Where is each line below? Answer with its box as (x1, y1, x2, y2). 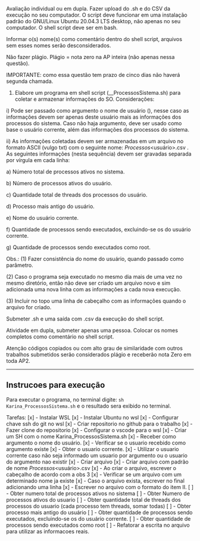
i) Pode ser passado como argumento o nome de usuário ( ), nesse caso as (6, 107, 189, 114)
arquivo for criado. (6, 304, 52, 310)
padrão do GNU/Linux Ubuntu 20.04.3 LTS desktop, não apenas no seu (6, 18, 180, 24)
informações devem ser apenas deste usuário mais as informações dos (6, 113, 182, 120)
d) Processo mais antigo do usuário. (6, 203, 95, 210)
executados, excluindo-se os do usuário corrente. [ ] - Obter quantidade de (6, 515, 191, 522)
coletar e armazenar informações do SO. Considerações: (14, 95, 155, 102)
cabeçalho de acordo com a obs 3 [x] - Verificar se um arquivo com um (6, 471, 182, 478)
